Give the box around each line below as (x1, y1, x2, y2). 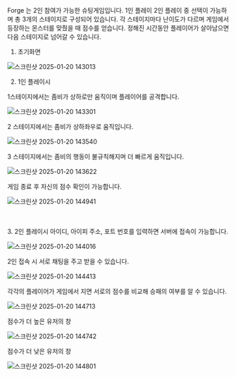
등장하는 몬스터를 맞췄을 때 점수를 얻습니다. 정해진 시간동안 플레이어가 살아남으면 (7, 24, 230, 32)
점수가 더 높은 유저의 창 (7, 317, 72, 326)
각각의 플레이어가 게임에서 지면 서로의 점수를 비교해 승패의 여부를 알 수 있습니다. (7, 288, 228, 295)
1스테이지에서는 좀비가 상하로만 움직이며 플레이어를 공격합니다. (7, 92, 180, 101)
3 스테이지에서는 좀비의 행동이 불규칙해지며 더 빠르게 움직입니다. (7, 152, 185, 161)
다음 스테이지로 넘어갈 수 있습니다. (7, 32, 101, 41)
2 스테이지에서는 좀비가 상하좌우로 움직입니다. (7, 123, 134, 130)
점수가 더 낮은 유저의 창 (7, 347, 72, 355)
